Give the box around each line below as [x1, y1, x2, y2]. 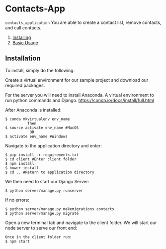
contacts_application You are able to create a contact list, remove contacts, [5, 19, 162, 25]
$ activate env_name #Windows [5, 134, 68, 139]
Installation [5, 54, 41, 63]
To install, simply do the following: [5, 67, 75, 73]
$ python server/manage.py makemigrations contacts [5, 206, 114, 212]
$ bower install [5, 165, 39, 170]
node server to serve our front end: [5, 225, 78, 231]
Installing [12, 34, 31, 40]
